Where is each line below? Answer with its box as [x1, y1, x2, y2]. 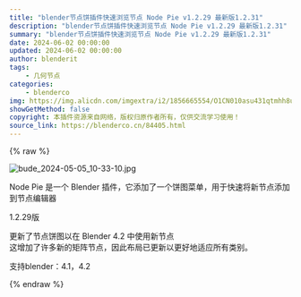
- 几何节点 [25, 72, 61, 81]
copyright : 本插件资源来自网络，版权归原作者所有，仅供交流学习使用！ [9, 113, 240, 122]
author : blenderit [9, 55, 78, 64]
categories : [9, 80, 54, 89]
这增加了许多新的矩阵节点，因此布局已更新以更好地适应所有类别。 [9, 242, 253, 252]
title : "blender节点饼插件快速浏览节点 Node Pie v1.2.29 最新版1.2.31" [9, 13, 263, 22]
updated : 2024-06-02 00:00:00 [9, 47, 123, 55]
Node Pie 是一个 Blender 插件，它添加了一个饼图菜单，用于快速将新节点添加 [9, 182, 290, 192]
